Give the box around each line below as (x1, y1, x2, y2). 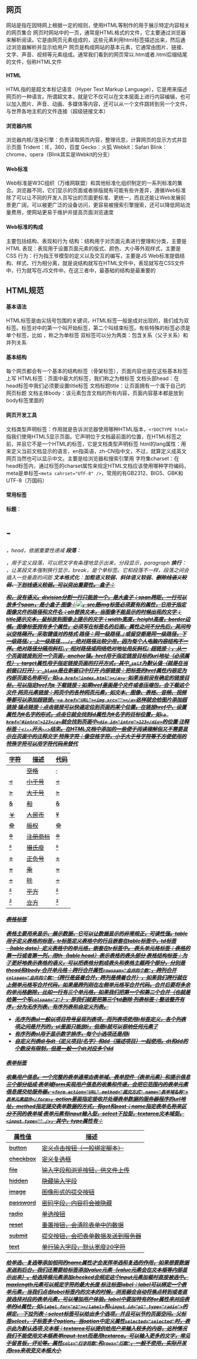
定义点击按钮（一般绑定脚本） (42, 1144, 124, 1152)
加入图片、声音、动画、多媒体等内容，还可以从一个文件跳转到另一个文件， (11, 101, 191, 108)
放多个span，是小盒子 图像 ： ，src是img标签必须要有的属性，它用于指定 (6, 601, 186, 608)
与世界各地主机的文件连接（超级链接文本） (6, 108, 109, 115)
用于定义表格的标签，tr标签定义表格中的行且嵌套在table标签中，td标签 (6, 937, 177, 944)
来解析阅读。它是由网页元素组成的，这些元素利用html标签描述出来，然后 (6, 36, 181, 43)
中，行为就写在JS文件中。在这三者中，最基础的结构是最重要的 (6, 266, 156, 273)
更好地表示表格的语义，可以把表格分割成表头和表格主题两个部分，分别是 (11, 959, 185, 966)
